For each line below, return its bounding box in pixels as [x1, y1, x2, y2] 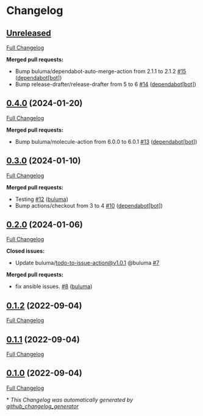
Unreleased [6, 28, 52, 38]
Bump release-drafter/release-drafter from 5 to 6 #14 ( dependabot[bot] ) [15, 80, 197, 88]
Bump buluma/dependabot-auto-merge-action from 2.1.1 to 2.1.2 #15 [15, 68, 187, 75]
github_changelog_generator [6, 403, 79, 410]
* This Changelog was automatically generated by [6, 396, 134, 403]
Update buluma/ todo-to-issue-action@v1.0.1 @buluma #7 [15, 259, 160, 267]
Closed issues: [6, 247, 45, 255]
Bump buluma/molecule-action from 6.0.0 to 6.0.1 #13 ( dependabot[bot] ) [15, 138, 198, 145]
